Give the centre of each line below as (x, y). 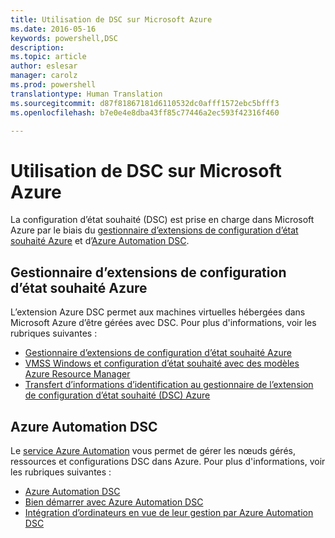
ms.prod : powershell (53, 85)
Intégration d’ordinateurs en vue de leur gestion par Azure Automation (169, 512)
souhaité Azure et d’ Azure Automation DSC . (100, 241)
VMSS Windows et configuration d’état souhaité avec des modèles (162, 363)
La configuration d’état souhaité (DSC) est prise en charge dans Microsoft (162, 220)
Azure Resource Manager (77, 374)
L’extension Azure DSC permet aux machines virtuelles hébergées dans (158, 312)
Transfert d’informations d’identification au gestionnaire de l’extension (169, 385)
